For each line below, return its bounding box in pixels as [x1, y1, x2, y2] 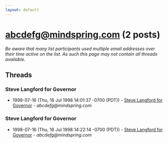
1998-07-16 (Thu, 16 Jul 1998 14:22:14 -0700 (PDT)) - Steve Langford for [12, 126, 163, 132]
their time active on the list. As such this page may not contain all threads [5, 51, 158, 57]
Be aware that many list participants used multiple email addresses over [5, 46, 155, 52]
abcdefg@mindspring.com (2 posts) [5, 29, 160, 40]
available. [5, 56, 26, 62]
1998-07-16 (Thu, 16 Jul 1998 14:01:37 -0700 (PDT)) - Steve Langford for [12, 97, 163, 103]
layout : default [5, 7, 39, 13]
